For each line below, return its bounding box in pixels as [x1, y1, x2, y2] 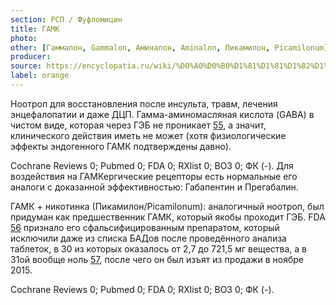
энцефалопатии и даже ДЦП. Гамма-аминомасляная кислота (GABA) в [10, 108, 315, 120]
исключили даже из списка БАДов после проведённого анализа [10, 232, 287, 244]
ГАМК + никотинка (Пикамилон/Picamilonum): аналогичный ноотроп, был [10, 200, 325, 212]
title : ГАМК [10, 24, 60, 34]
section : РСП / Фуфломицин [10, 14, 123, 25]
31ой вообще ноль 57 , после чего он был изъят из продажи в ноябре [10, 253, 304, 265]
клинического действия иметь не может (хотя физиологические [10, 129, 287, 141]
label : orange [10, 71, 70, 81]
